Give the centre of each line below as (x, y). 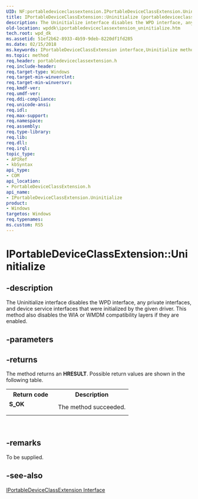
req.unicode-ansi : (29, 104)
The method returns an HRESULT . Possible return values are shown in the (96, 374)
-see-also (24, 476)
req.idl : (17, 110)
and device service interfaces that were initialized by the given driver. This (96, 308)
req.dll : (17, 143)
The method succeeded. (92, 407)
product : (17, 203)
